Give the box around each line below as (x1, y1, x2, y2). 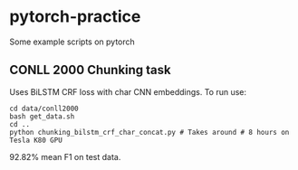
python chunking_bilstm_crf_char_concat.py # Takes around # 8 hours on (9, 127, 290, 137)
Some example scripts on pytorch (9, 36, 136, 47)
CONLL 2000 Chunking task (9, 62, 171, 78)
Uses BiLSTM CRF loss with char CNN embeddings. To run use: (9, 86, 247, 97)
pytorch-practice (9, 6, 141, 27)
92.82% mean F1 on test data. (9, 151, 121, 162)
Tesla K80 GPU (9, 136, 63, 145)
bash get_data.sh (9, 111, 75, 121)
